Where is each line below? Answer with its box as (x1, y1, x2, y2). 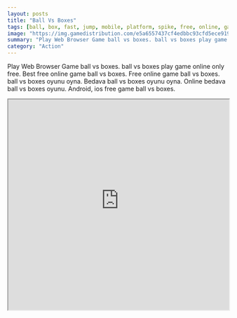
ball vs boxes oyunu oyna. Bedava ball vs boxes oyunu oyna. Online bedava (7, 77, 226, 85)
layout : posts (7, 10, 49, 18)
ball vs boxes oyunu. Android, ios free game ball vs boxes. (7, 85, 176, 93)
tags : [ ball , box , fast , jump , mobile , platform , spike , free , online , (7, 23, 222, 30)
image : (7, 29, 27, 37)
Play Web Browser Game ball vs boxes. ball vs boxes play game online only (7, 62, 224, 70)
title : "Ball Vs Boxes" (7, 17, 77, 24)
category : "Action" (7, 43, 65, 50)
